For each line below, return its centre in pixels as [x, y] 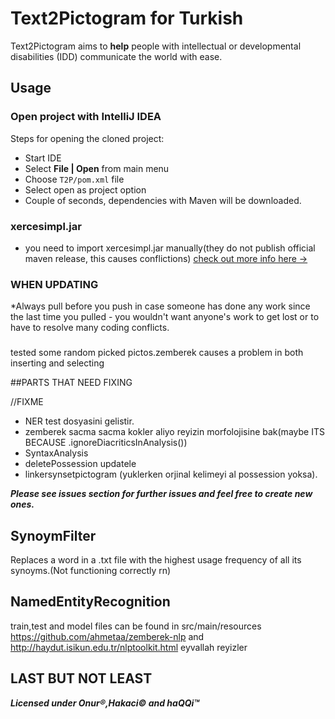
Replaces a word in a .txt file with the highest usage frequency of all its [156, 559]
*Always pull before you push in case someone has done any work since [160, 306]
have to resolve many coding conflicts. [90, 328]
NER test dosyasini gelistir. [79, 421]
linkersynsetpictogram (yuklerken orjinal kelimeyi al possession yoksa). [171, 474]
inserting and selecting [57, 363]
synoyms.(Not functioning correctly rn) [91, 570]
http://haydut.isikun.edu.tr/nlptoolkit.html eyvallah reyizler [129, 647]
